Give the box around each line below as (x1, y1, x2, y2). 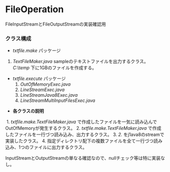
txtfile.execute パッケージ (12, 75, 66, 82)
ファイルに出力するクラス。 (29, 144, 87, 151)
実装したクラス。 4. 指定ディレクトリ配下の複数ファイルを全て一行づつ (5, 138, 154, 144)
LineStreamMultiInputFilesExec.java (20, 98, 95, 104)
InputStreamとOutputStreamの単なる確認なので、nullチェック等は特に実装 (5, 155, 161, 161)
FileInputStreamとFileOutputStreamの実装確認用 (5, 21, 106, 27)
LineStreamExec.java (20, 87, 65, 93)
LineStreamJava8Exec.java (20, 92, 78, 98)
